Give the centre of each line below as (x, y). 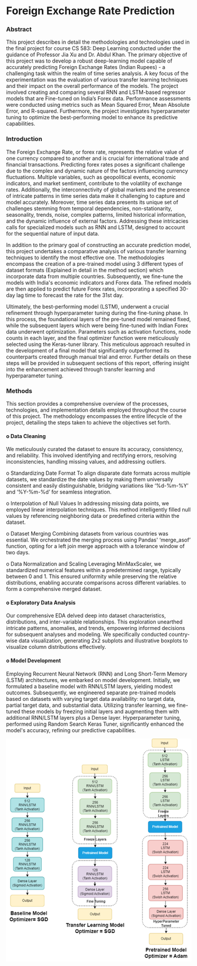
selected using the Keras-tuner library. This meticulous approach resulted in (98, 344)
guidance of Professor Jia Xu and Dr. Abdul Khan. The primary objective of (97, 55)
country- (179, 634)
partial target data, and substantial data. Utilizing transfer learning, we (91, 705)
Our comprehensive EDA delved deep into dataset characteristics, (86, 616)
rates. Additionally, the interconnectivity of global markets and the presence (98, 190)
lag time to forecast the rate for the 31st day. (70, 295)
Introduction (24, 139)
